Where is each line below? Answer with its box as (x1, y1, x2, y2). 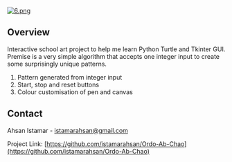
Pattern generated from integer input (17, 73, 123, 81)
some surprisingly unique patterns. (7, 60, 107, 68)
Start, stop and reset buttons (17, 80, 99, 89)
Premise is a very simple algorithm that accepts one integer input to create (7, 52, 220, 60)
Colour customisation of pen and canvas (17, 87, 133, 96)
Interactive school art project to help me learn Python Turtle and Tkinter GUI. (7, 45, 226, 53)
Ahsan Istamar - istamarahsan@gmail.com (7, 126, 128, 134)
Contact (7, 108, 43, 120)
